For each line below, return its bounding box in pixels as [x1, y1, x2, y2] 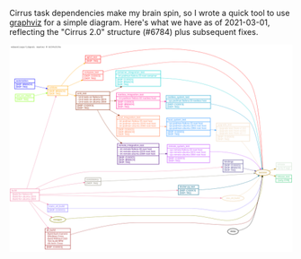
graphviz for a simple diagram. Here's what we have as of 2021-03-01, [9, 17, 270, 28]
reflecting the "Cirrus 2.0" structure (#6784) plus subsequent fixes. [9, 27, 259, 37]
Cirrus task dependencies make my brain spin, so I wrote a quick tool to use [9, 8, 290, 18]
